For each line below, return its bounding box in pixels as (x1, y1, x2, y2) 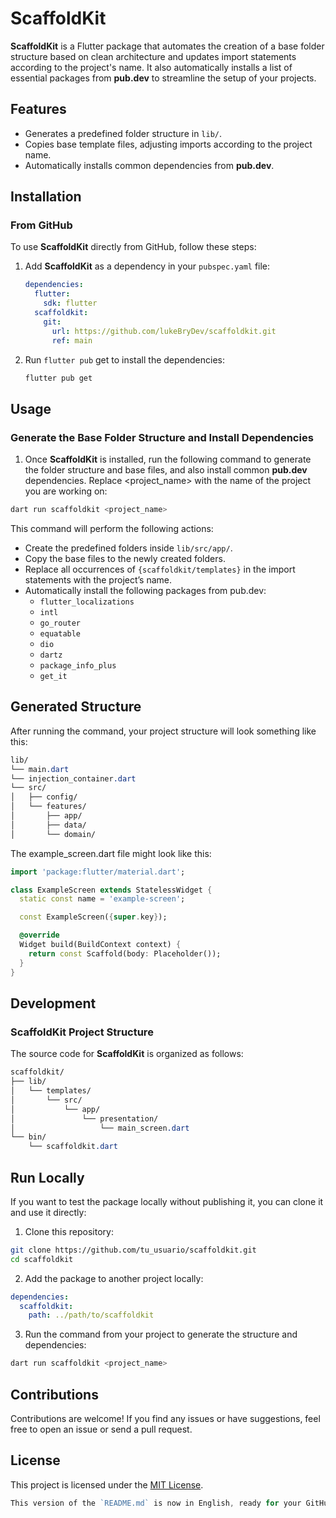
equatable (39, 629, 82, 639)
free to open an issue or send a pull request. (10, 1423, 193, 1435)
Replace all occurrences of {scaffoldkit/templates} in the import (24, 563, 296, 575)
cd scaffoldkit (10, 1254, 74, 1264)
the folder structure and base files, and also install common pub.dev (24, 464, 308, 476)
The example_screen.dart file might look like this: (10, 847, 212, 859)
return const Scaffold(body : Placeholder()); (28, 948, 222, 959)
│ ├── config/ (10, 792, 78, 802)
